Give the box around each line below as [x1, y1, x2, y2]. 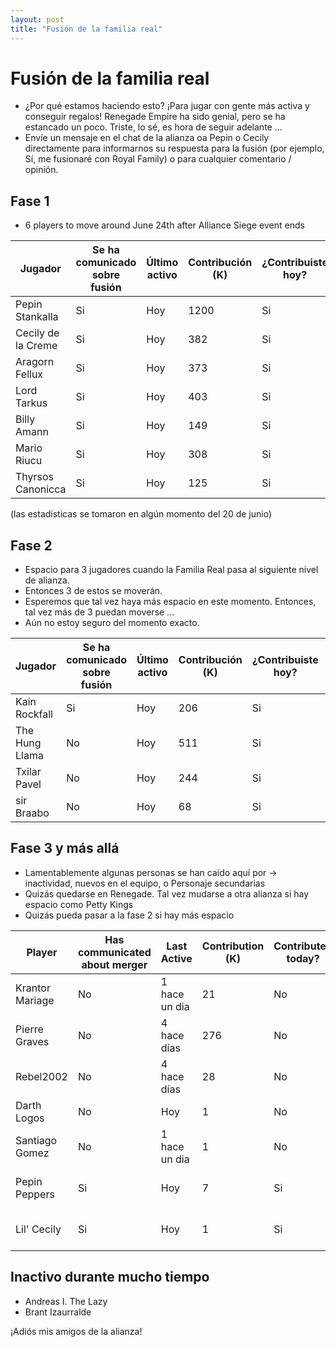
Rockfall [15, 707, 53, 721]
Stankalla [15, 310, 59, 324]
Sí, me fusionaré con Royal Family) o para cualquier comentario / [24, 153, 292, 165]
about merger [81, 957, 148, 971]
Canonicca [15, 482, 67, 496]
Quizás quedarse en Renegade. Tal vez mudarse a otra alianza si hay [24, 887, 310, 900]
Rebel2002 [15, 1069, 68, 1083]
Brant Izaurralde [24, 1306, 92, 1318]
